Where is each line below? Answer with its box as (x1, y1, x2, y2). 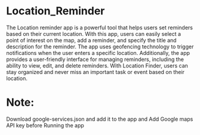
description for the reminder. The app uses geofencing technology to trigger (6, 43, 194, 50)
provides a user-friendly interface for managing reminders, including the (6, 56, 184, 63)
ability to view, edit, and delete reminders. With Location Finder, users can (6, 62, 188, 69)
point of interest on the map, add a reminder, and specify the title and (6, 36, 177, 44)
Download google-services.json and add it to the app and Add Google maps (6, 115, 193, 122)
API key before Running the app (6, 121, 85, 129)
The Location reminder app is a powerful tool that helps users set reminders (6, 24, 193, 31)
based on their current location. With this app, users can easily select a (6, 30, 181, 37)
